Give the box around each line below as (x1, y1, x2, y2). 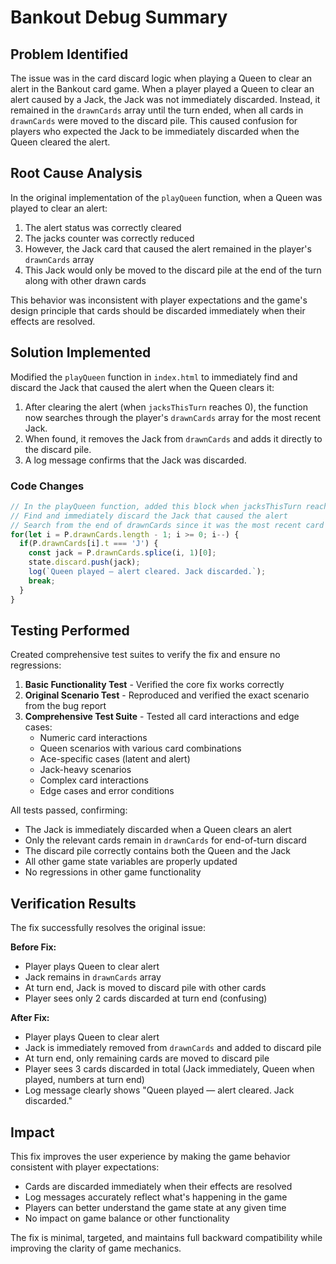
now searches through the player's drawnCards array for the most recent (24, 411, 322, 423)
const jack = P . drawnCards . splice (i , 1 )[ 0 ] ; (28, 548, 217, 558)
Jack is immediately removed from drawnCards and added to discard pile (24, 1042, 322, 1054)
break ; (28, 576, 56, 586)
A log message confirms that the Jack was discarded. (24, 454, 247, 466)
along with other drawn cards (24, 274, 147, 286)
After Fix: (10, 1012, 50, 1024)
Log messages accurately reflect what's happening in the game (24, 1191, 288, 1203)
